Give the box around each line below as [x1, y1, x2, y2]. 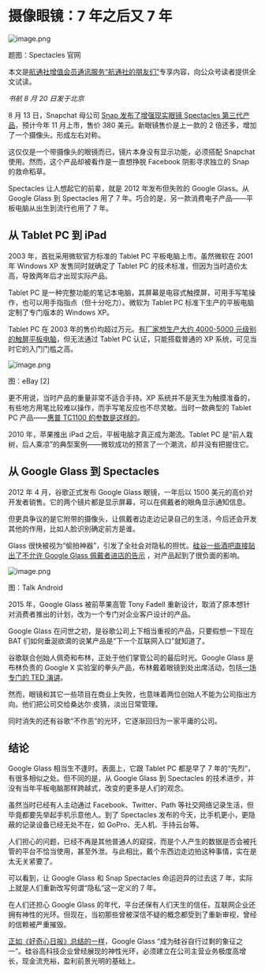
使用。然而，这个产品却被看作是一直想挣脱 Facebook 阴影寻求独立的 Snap [8, 157, 250, 166]
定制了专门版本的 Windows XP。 [8, 307, 114, 317]
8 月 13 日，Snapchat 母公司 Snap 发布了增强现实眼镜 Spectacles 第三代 [8, 110, 243, 119]
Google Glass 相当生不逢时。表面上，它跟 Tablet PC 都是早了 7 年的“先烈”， [8, 764, 255, 773]
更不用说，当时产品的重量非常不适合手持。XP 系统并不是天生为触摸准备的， [8, 393, 255, 402]
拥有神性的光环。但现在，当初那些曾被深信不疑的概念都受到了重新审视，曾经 [8, 910, 257, 919]
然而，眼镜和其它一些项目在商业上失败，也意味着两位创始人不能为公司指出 [8, 689, 250, 699]
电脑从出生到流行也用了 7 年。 [14, 203, 113, 213]
